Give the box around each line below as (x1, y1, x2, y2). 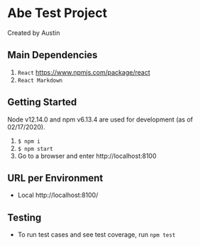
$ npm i (17, 137, 40, 145)
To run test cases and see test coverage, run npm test (17, 230, 176, 239)
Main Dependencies (7, 49, 98, 61)
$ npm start (17, 145, 53, 152)
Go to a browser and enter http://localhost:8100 (17, 151, 157, 160)
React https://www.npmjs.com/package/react (17, 68, 150, 76)
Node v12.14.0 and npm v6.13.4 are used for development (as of (7, 115, 194, 124)
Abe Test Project (7, 5, 108, 21)
